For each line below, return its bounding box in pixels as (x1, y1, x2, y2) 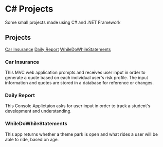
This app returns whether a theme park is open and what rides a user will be (5, 131, 158, 137)
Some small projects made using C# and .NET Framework (5, 19, 121, 25)
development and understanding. (5, 108, 72, 114)
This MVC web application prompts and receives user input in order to (5, 69, 146, 76)
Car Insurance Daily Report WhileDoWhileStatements (5, 46, 111, 52)
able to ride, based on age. (5, 136, 59, 142)
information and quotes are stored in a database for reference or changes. (5, 80, 154, 86)
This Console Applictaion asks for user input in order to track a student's (5, 103, 151, 109)
